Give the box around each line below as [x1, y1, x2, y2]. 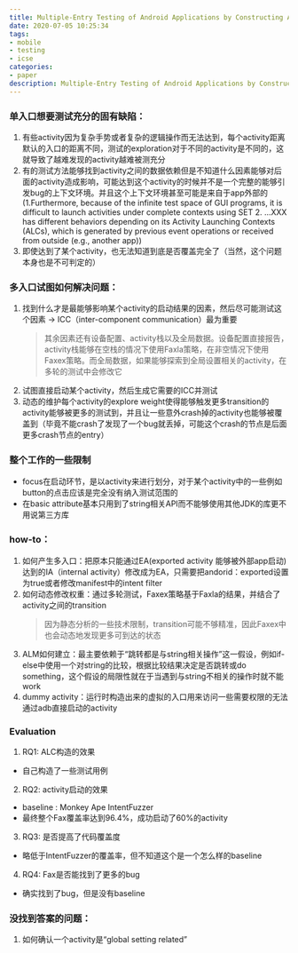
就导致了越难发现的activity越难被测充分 [21, 154, 166, 164]
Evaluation [9, 725, 56, 737]
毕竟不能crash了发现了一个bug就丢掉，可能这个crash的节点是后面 [45, 418, 287, 429]
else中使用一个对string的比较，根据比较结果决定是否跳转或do [21, 659, 247, 671]
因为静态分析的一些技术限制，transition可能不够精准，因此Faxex [43, 618, 279, 629]
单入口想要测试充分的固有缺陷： [9, 110, 146, 123]
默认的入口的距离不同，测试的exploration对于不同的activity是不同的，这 [21, 143, 285, 154]
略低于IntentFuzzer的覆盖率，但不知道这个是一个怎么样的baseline [21, 850, 263, 862]
